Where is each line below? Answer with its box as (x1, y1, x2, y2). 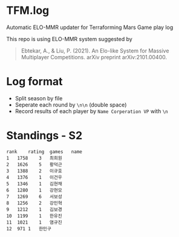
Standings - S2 (6, 129, 83, 143)
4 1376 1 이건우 (6, 174, 62, 180)
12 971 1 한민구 (6, 226, 51, 232)
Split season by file (15, 94, 63, 102)
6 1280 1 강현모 (6, 187, 62, 193)
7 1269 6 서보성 (6, 193, 62, 200)
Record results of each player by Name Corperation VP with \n (15, 107, 168, 115)
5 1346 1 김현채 (6, 181, 62, 187)
